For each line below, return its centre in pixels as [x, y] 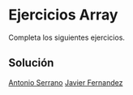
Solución [31, 63]
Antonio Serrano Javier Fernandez [66, 82]
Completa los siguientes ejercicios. [67, 37]
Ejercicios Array [63, 15]
